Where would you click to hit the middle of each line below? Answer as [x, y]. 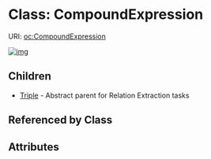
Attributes [34, 147]
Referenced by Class [60, 120]
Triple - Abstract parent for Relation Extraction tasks [104, 95]
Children [30, 76]
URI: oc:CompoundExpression [57, 36]
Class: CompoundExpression [106, 15]
